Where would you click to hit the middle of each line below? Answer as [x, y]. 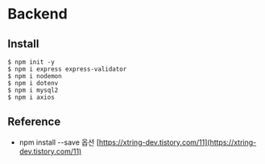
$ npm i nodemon [35, 76]
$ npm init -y [31, 62]
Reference [34, 122]
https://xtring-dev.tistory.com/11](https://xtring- [178, 142]
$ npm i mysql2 [33, 90]
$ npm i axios [31, 97]
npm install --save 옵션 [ [59, 142]
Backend [37, 14]
